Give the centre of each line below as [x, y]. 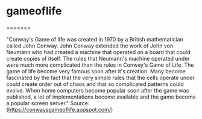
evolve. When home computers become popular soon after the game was [98, 90]
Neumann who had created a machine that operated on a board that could [98, 52]
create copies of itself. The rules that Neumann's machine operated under [98, 58]
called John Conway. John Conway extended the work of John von [90, 46]
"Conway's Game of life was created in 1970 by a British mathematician [95, 39]
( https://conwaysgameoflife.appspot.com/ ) [60, 109]
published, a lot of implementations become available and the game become [101, 97]
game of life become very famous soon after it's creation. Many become [96, 71]
